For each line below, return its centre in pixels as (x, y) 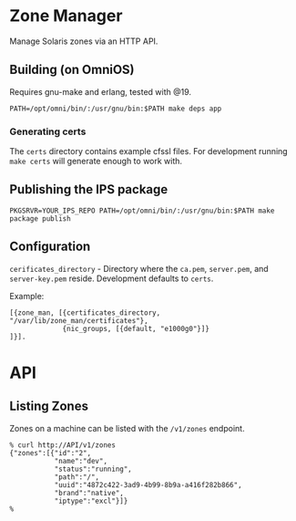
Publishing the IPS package (89, 189)
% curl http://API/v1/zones (63, 445)
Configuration (50, 247)
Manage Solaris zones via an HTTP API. (84, 41)
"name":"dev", (81, 461)
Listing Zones (49, 406)
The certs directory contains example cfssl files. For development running (149, 151)
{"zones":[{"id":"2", (51, 453)
